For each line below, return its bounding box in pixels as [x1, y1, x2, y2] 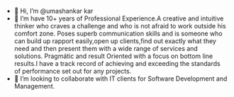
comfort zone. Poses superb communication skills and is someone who [13, 29, 223, 38]
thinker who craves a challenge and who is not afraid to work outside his [13, 22, 226, 30]
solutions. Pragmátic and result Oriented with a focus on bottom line [13, 52, 213, 60]
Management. [13, 82, 55, 90]
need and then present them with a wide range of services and [13, 45, 199, 52]
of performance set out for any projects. [13, 67, 132, 75]
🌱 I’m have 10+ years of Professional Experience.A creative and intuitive [13, 14, 224, 23]
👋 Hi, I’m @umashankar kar [13, 7, 94, 15]
